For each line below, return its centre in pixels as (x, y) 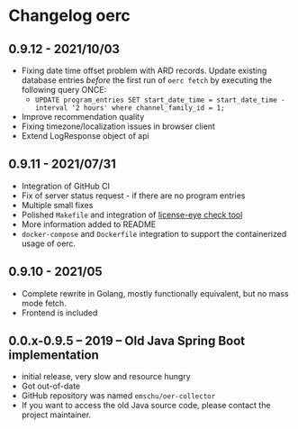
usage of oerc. (49, 243)
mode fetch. (44, 303)
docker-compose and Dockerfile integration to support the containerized (154, 233)
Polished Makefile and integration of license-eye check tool (132, 214)
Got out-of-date (51, 386)
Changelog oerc (70, 16)
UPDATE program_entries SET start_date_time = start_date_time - (160, 100)
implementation (54, 356)
